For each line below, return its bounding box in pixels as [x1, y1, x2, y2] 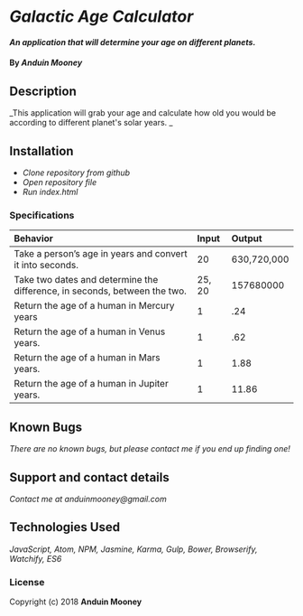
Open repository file [22, 177, 97, 187]
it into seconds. [14, 259, 79, 272]
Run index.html [22, 187, 78, 197]
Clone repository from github [22, 167, 131, 178]
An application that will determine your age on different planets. [9, 36, 256, 47]
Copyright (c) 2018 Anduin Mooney [9, 596, 142, 607]
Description [9, 83, 77, 98]
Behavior [14, 232, 54, 245]
